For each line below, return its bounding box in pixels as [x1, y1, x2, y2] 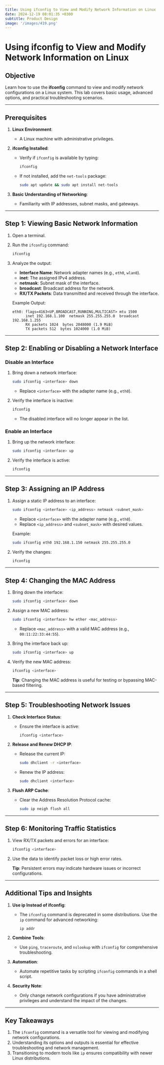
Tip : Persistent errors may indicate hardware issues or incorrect [12, 865, 141, 871]
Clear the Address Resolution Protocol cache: [19, 797, 111, 803]
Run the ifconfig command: [12, 242, 69, 248]
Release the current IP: [19, 751, 66, 757]
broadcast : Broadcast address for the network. [19, 285, 115, 291]
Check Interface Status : [12, 714, 62, 720]
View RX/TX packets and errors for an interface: [12, 837, 109, 843]
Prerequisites [5, 113, 47, 122]
